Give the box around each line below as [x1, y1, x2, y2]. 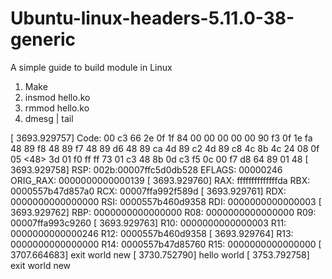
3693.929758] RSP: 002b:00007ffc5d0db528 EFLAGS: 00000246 [10, 163, 283, 176]
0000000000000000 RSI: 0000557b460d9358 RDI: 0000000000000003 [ [10, 195, 322, 207]
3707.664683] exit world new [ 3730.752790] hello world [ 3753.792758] [10, 248, 310, 261]
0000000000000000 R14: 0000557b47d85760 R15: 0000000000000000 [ [10, 238, 322, 250]
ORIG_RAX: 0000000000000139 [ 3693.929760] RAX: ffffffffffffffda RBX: [10, 174, 311, 186]
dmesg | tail [24, 112, 74, 124]
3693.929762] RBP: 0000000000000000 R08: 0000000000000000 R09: [10, 206, 317, 218]
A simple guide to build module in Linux [10, 61, 173, 73]
